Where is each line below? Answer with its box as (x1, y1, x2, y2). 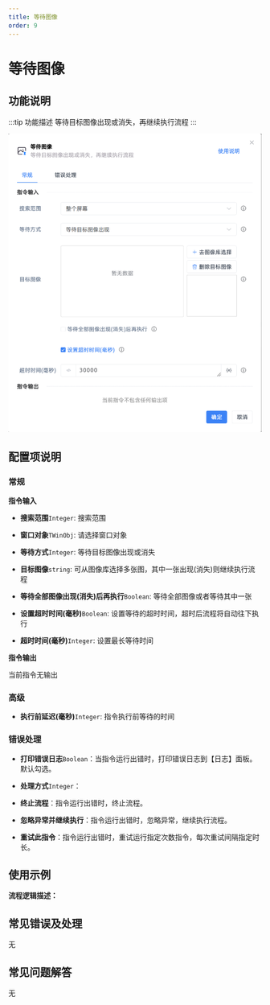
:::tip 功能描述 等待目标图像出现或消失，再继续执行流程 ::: (8, 117, 197, 126)
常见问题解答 (8, 966, 72, 979)
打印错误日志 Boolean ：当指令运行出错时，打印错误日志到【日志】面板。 (19, 753, 257, 764)
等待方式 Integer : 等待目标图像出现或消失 (19, 547, 155, 557)
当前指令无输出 (8, 670, 58, 680)
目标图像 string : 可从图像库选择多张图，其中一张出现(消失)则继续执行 (19, 564, 248, 575)
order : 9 (8, 21, 38, 30)
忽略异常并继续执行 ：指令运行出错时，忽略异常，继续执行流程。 (19, 815, 231, 825)
